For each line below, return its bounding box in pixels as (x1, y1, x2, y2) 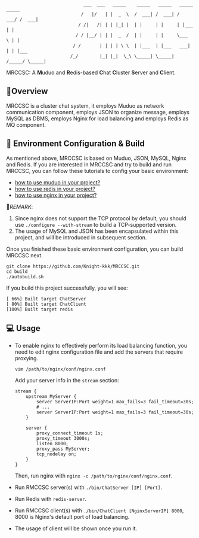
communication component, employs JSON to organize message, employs (6, 108, 189, 115)
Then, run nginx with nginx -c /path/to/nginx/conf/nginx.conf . (14, 472, 173, 479)
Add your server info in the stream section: (14, 377, 119, 384)
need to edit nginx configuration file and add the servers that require (14, 348, 184, 355)
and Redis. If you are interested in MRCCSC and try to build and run (6, 160, 172, 168)
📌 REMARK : (6, 203, 33, 210)
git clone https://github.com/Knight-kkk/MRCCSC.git (6, 263, 140, 269)
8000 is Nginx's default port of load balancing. (14, 513, 130, 521)
